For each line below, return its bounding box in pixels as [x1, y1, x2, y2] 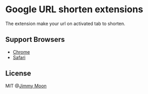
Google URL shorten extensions [5, 4, 143, 15]
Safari [12, 54, 26, 60]
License [5, 69, 31, 78]
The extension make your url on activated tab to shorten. [5, 20, 126, 27]
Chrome [12, 49, 30, 55]
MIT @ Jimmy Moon [5, 83, 47, 89]
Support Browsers [5, 35, 65, 44]
